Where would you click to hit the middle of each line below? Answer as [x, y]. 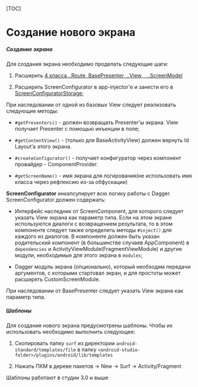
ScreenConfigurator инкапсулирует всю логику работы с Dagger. [89, 193]
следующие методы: [32, 111]
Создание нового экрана [71, 33]
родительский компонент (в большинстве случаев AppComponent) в [102, 243]
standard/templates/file [45, 350]
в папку [87, 350]
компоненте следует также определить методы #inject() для [93, 230]
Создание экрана [30, 49]
